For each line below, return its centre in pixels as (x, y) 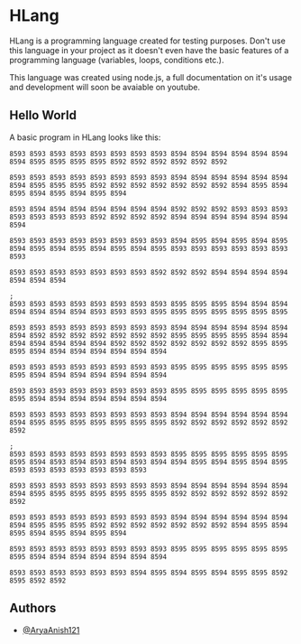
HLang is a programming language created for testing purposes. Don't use (147, 41)
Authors (33, 608)
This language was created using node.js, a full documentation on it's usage (151, 77)
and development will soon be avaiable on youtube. (105, 87)
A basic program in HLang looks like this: (85, 137)
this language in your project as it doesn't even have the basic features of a (149, 50)
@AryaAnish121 (51, 630)
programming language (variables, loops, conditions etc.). (117, 60)
